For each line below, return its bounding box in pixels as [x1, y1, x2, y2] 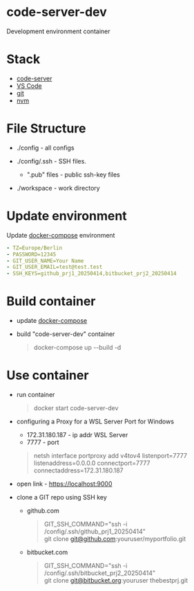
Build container [6, 294, 96, 309]
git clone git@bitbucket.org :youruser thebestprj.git [43, 576, 188, 584]
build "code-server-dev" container [16, 330, 115, 338]
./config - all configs [16, 143, 75, 152]
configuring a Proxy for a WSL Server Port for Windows [16, 417, 174, 425]
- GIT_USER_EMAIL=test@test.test [6, 264, 103, 271]
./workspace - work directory [16, 184, 101, 192]
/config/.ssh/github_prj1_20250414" [43, 527, 146, 536]
